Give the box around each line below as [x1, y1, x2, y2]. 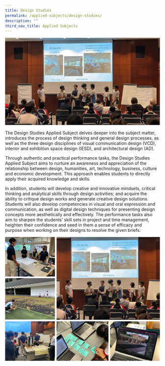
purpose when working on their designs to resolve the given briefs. [5, 227, 141, 233]
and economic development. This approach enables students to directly [5, 170, 151, 176]
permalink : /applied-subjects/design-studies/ [5, 13, 102, 18]
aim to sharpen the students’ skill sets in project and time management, [5, 217, 150, 223]
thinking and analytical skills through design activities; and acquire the [5, 191, 147, 197]
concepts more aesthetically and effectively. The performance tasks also [5, 211, 153, 217]
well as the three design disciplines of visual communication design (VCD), [5, 140, 156, 146]
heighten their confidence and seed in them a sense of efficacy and [5, 222, 142, 228]
